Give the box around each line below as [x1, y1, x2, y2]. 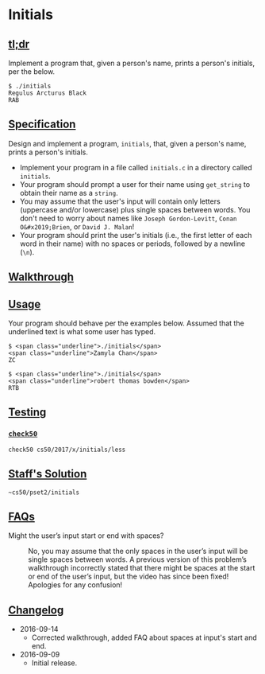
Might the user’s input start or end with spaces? [8, 531, 164, 540]
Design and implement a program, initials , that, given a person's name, [8, 138, 247, 148]
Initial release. [31, 658, 78, 668]
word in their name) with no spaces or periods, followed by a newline [19, 239, 246, 248]
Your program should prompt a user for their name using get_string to [19, 179, 251, 189]
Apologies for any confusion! [28, 580, 123, 590]
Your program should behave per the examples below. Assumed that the [8, 318, 244, 328]
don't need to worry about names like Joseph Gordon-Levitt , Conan [19, 213, 237, 223]
